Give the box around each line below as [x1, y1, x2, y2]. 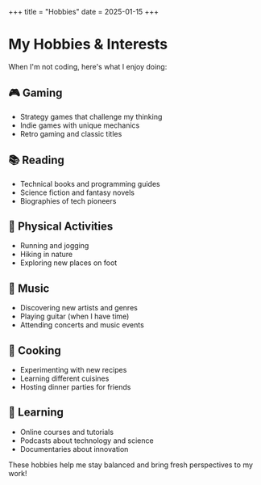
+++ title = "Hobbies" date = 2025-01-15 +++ [8, 7, 159, 16]
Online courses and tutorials [19, 427, 114, 436]
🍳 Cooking [8, 344, 62, 357]
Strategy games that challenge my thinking [19, 112, 163, 121]
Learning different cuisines [19, 373, 110, 383]
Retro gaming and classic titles [19, 129, 122, 138]
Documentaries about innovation [19, 444, 129, 453]
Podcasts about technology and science [19, 436, 155, 445]
